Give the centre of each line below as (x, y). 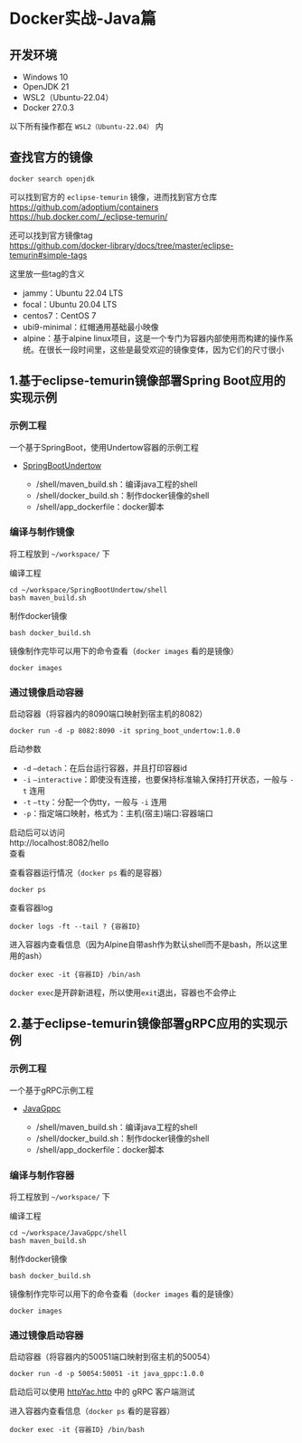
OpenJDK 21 (46, 86)
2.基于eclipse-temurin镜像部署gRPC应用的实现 (142, 1024)
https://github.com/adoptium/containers (84, 207)
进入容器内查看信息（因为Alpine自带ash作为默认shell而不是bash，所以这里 (148, 945)
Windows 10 (45, 77)
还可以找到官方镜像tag (51, 235)
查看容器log (31, 908)
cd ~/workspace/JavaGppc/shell (68, 1233)
